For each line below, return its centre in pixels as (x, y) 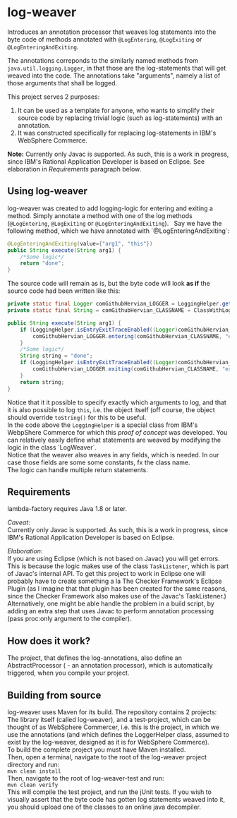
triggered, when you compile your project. (68, 673)
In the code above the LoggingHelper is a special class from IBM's (103, 425)
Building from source (54, 695)
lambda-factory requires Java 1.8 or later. (67, 509)
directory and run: (34, 764)
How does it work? (49, 640)
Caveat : (19, 522)
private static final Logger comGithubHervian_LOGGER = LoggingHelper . (115, 304)
